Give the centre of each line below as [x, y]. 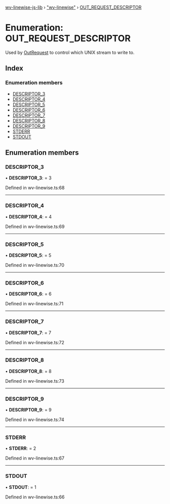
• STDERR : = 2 [21, 448]
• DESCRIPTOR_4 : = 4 [29, 216]
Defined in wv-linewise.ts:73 [35, 381]
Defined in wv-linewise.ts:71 [34, 304]
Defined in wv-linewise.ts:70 [35, 265]
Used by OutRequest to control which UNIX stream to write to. [70, 52]
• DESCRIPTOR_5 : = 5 [28, 255]
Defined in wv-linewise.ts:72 [35, 342]
